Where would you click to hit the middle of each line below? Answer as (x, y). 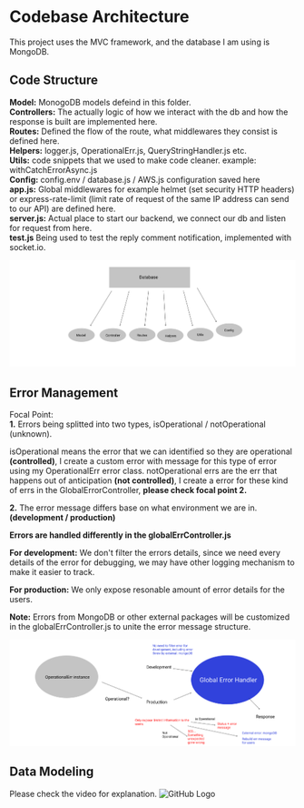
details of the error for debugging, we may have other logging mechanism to (152, 562)
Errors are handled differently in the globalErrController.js (120, 535)
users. (21, 600)
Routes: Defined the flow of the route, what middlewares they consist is (144, 131)
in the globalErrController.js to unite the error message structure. (130, 627)
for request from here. (51, 227)
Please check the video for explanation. (83, 793)
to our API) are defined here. (63, 208)
